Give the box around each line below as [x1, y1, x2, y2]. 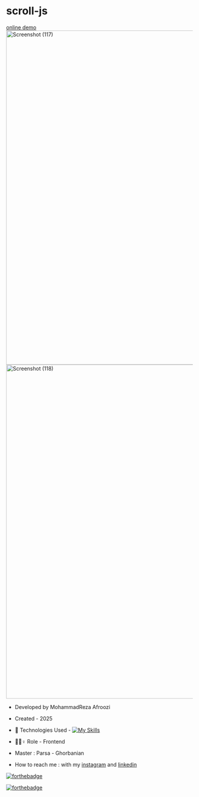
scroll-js [6, 4, 48, 18]
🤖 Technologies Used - [14, 726, 71, 733]
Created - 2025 [14, 714, 53, 722]
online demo [6, 24, 37, 31]
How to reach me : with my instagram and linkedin [14, 761, 137, 768]
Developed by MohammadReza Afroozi [14, 703, 111, 710]
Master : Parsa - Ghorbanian [14, 749, 85, 757]
